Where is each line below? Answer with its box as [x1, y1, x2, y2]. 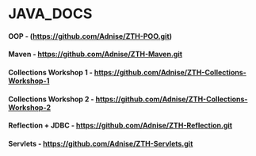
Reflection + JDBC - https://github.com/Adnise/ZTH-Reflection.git [8, 120, 232, 131]
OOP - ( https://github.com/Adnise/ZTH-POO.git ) [8, 31, 173, 40]
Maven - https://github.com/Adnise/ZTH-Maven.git [8, 49, 183, 59]
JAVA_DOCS [8, 5, 93, 23]
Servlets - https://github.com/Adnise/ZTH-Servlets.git [8, 139, 193, 148]
